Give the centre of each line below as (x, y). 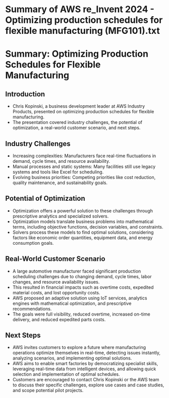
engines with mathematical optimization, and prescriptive (72, 303)
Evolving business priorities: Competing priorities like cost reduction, (84, 177)
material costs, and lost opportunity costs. (56, 292)
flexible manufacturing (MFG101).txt (82, 31)
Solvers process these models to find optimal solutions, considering (83, 232)
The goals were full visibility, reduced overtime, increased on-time (81, 314)
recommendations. (32, 308)
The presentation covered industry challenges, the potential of (77, 122)
